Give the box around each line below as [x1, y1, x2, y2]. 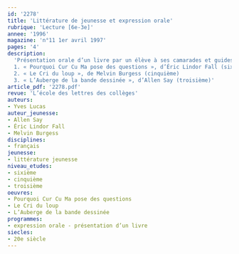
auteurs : [7, 97, 33, 104]
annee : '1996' [7, 30, 50, 38]
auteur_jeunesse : [7, 110, 59, 117]
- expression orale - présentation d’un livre [7, 222, 148, 229]
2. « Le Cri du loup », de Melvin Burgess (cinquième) [14, 70, 180, 77]
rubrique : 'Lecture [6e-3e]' [7, 23, 94, 31]
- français [7, 143, 40, 150]
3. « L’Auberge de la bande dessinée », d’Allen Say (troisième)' [14, 76, 215, 84]
